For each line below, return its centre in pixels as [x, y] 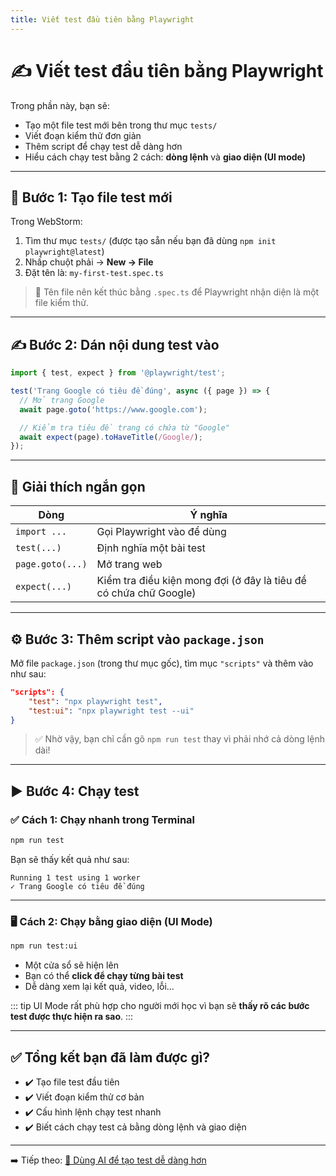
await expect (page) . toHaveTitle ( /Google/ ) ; [111, 437]
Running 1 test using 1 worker [75, 878]
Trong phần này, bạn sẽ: [60, 105]
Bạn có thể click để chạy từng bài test [104, 976]
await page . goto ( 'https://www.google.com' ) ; [113, 409]
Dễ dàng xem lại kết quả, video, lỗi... [99, 987]
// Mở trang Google [62, 400]
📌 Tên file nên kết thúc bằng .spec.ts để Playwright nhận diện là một [177, 292]
